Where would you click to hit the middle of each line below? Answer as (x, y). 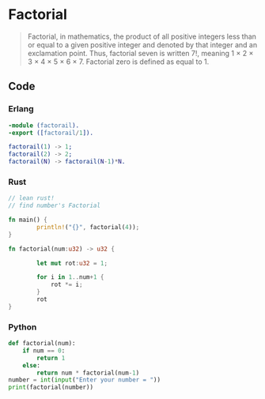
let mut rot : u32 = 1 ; (72, 263)
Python (23, 327)
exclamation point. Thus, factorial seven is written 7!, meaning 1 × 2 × (140, 53)
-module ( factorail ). (44, 125)
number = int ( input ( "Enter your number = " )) (84, 380)
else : (32, 365)
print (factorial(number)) (51, 388)
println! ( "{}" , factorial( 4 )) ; (88, 227)
